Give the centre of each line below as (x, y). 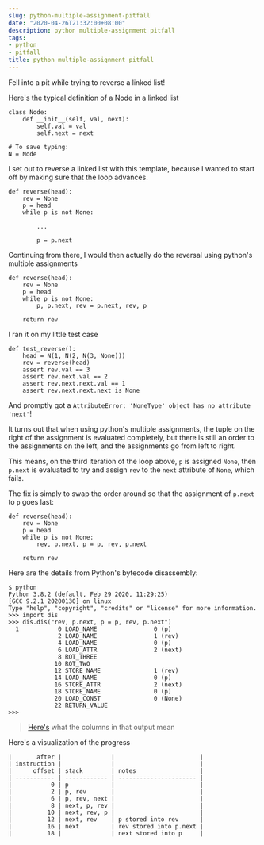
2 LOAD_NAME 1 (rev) (119, 636)
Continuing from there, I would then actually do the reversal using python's (130, 255)
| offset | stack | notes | (106, 770)
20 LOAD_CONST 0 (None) (118, 698)
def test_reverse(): (42, 349)
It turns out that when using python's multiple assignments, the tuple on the (132, 428)
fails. (16, 478)
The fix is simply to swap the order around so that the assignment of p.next (132, 494)
